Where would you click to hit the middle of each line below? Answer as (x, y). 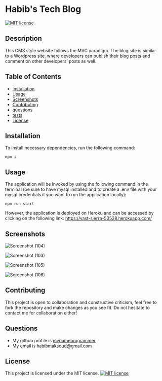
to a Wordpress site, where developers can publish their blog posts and (78, 56)
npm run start (20, 204)
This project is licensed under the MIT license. (52, 373)
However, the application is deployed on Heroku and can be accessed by (80, 213)
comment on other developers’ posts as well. (51, 61)
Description (23, 38)
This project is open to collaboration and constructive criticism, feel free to (81, 302)
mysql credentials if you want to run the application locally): (66, 195)
